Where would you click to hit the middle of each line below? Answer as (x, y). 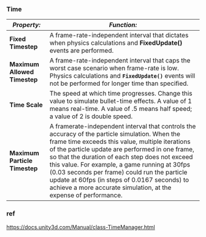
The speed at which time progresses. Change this (121, 94)
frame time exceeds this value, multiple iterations (120, 141)
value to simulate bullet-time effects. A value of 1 (120, 101)
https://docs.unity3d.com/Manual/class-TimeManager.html (81, 227)
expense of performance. (86, 195)
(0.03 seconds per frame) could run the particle (118, 172)
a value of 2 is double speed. (91, 116)
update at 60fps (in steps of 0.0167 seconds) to (119, 180)
